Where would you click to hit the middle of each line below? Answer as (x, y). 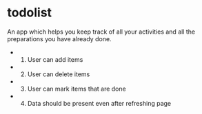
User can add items (55, 59)
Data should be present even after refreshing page (99, 103)
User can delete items (59, 74)
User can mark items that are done (77, 89)
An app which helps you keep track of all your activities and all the (101, 32)
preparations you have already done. (59, 38)
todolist (30, 13)
